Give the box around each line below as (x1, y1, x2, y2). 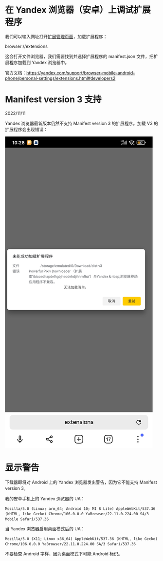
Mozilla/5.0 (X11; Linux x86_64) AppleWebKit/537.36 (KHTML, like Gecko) (5, 536, 158, 541)
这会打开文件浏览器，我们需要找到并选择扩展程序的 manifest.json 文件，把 (5, 53, 154, 59)
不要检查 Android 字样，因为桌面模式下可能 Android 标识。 (5, 551, 123, 557)
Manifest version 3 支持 (5, 94, 102, 105)
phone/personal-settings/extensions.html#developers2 (5, 75, 116, 81)
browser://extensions (5, 43, 48, 49)
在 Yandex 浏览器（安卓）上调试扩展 (5, 4, 151, 16)
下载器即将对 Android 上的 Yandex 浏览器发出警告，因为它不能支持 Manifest (5, 479, 157, 485)
